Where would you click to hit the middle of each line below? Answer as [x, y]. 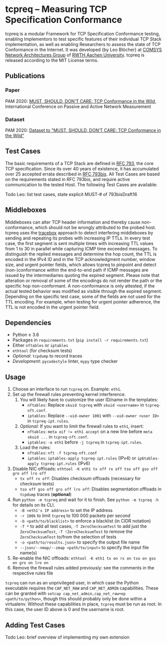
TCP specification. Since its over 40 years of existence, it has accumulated [82, 168]
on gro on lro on [30, 563]
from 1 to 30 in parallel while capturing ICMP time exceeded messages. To [81, 248]
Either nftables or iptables [40, 345]
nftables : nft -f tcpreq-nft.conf [62, 453]
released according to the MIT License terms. [52, 60]
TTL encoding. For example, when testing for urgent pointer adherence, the [83, 301]
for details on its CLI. [34, 505]
